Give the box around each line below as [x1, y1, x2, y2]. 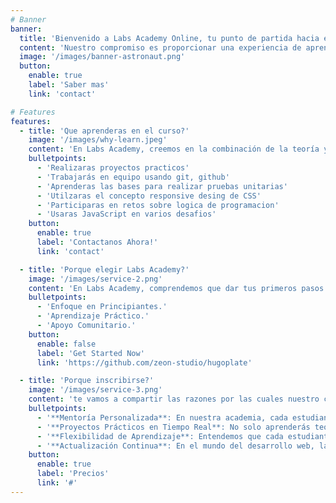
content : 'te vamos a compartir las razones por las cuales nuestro [28, 394, 320, 405]
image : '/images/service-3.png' [28, 385, 163, 395]
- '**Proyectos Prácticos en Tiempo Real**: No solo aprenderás [36, 422, 311, 432]
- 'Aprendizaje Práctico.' [36, 311, 150, 321]
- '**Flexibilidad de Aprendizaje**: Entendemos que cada [36, 431, 284, 441]
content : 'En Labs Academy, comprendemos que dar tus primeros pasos [28, 283, 325, 293]
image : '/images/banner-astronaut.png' [19, 52, 186, 62]
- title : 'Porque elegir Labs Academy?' [19, 264, 190, 275]
